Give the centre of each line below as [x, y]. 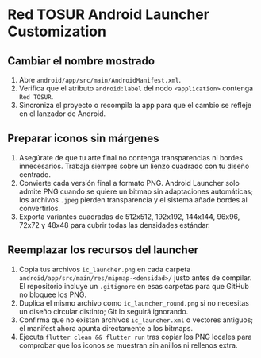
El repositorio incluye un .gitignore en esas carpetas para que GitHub [134, 286]
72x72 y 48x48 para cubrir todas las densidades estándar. [115, 225]
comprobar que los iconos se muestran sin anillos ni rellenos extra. [128, 345]
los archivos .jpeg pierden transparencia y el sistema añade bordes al [133, 199]
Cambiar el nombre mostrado [81, 61]
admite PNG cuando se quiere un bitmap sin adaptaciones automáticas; [136, 191]
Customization [57, 31]
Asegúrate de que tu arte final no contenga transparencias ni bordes [131, 157]
